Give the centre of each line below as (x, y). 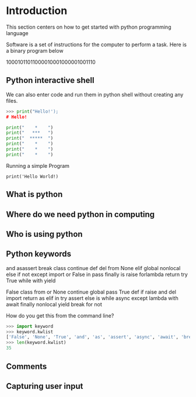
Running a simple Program (38, 165)
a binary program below (35, 50)
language (17, 33)
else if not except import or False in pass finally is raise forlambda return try (97, 274)
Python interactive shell (50, 80)
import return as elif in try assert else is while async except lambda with (92, 298)
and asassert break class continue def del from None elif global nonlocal (93, 268)
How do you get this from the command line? (60, 315)
